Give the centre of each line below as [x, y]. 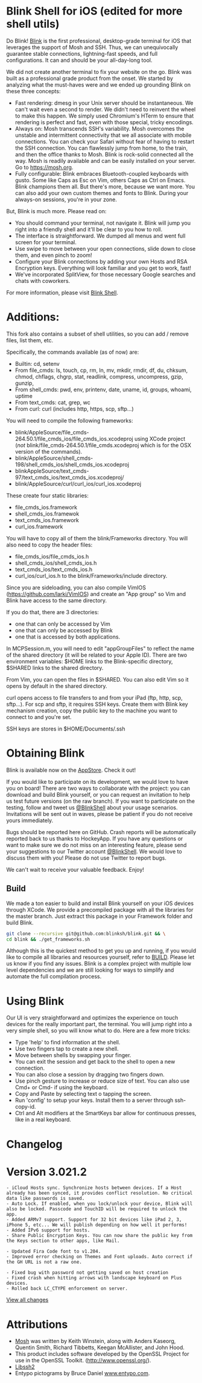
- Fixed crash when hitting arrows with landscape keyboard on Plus [94, 1278]
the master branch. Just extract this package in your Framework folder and [99, 916]
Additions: [33, 317]
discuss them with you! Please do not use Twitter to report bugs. [87, 858]
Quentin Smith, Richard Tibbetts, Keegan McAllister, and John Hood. [100, 1348]
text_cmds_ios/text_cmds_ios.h [54, 569]
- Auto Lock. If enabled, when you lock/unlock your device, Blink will [99, 1204]
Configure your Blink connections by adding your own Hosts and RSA [101, 261]
